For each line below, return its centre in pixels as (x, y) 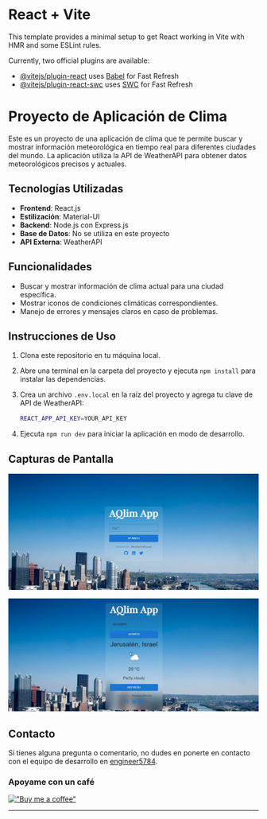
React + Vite (50, 15)
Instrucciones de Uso (62, 336)
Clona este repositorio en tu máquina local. (90, 355)
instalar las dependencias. (62, 379)
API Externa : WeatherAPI (61, 242)
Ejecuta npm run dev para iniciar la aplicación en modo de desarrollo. (132, 434)
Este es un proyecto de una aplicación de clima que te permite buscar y (126, 138)
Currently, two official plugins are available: (79, 60)
